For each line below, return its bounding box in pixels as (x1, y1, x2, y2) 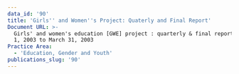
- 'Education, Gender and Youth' (14, 50, 113, 57)
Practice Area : (7, 43, 53, 50)
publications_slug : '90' (7, 56, 81, 63)
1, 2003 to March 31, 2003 (14, 37, 94, 44)
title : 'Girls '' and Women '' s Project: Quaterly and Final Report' (7, 17, 212, 24)
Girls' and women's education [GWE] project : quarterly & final (14, 30, 212, 37)
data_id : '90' (7, 10, 50, 18)
